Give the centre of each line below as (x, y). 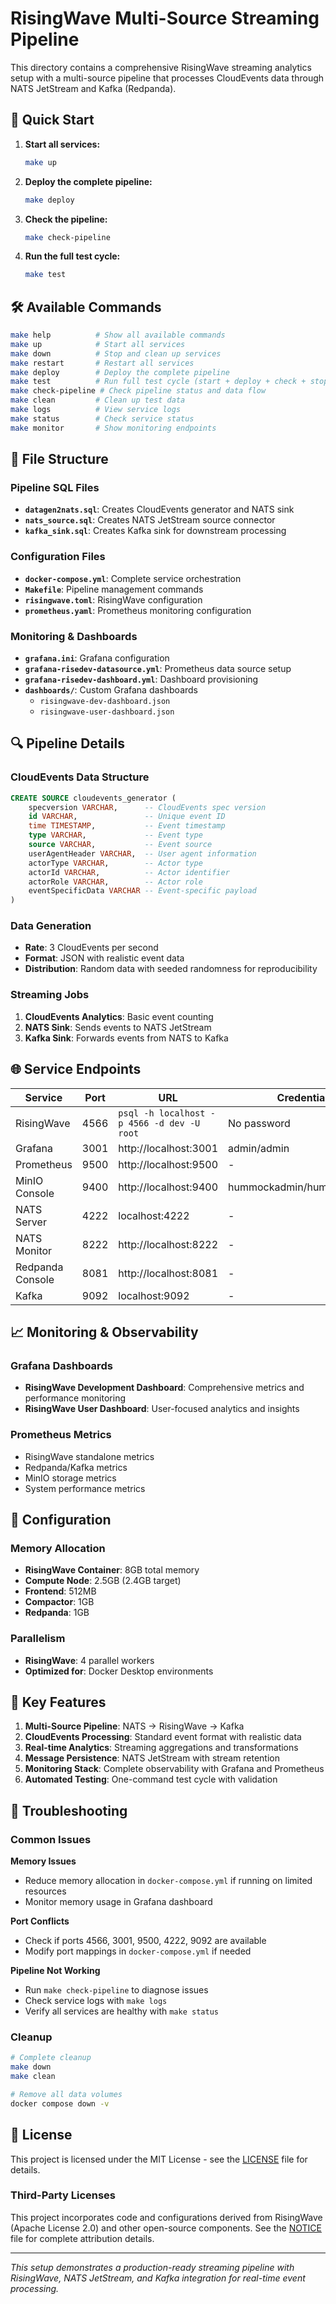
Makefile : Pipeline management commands (114, 589)
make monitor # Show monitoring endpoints (113, 428)
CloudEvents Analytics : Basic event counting (119, 1016)
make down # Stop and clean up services (116, 353)
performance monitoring (75, 1398)
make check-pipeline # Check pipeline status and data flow (138, 391)
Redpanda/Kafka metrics (76, 1467)
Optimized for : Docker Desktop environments (119, 1671)
